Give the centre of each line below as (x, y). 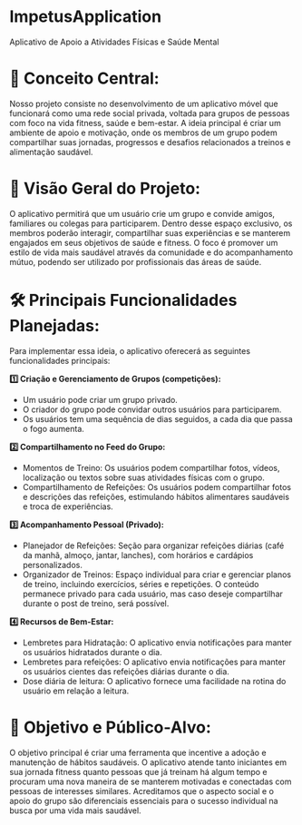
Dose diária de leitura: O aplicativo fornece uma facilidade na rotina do (154, 681)
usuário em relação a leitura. (76, 691)
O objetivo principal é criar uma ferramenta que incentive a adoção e (138, 752)
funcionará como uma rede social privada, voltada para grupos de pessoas (150, 113)
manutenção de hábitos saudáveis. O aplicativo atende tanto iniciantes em (148, 762)
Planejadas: (54, 326)
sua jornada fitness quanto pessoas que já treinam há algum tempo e (138, 771)
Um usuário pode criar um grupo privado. (100, 399)
